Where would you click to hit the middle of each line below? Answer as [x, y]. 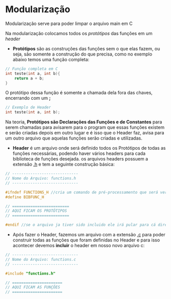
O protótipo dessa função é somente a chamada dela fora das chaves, [79, 93]
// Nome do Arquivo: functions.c [41, 259]
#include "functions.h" [31, 274]
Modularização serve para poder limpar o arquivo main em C [69, 23]
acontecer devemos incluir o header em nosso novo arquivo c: [79, 246]
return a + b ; [29, 78]
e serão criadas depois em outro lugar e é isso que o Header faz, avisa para [85, 133]
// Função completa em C [32, 69]
